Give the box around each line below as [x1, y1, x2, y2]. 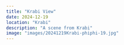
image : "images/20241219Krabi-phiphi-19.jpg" [6, 30, 119, 36]
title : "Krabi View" [6, 8, 57, 15]
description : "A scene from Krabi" [6, 25, 93, 31]
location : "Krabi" [6, 19, 51, 25]
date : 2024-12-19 [6, 14, 49, 20]
